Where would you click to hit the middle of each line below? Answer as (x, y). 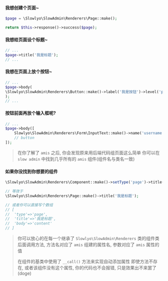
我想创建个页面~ (22, 7)
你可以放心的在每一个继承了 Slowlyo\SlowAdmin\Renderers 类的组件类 (88, 238)
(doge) (24, 273)
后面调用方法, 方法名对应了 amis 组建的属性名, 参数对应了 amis (81, 244)
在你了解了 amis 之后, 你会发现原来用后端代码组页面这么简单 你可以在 (88, 152)
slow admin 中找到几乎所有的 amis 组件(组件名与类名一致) (76, 159)
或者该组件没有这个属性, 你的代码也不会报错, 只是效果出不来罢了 (90, 268)
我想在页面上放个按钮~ (29, 71)
